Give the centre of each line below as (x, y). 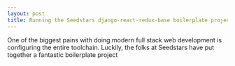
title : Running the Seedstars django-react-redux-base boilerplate (108, 20)
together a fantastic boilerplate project (63, 55)
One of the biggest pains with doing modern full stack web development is (115, 40)
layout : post (26, 14)
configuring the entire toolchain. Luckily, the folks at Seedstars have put (111, 47)
